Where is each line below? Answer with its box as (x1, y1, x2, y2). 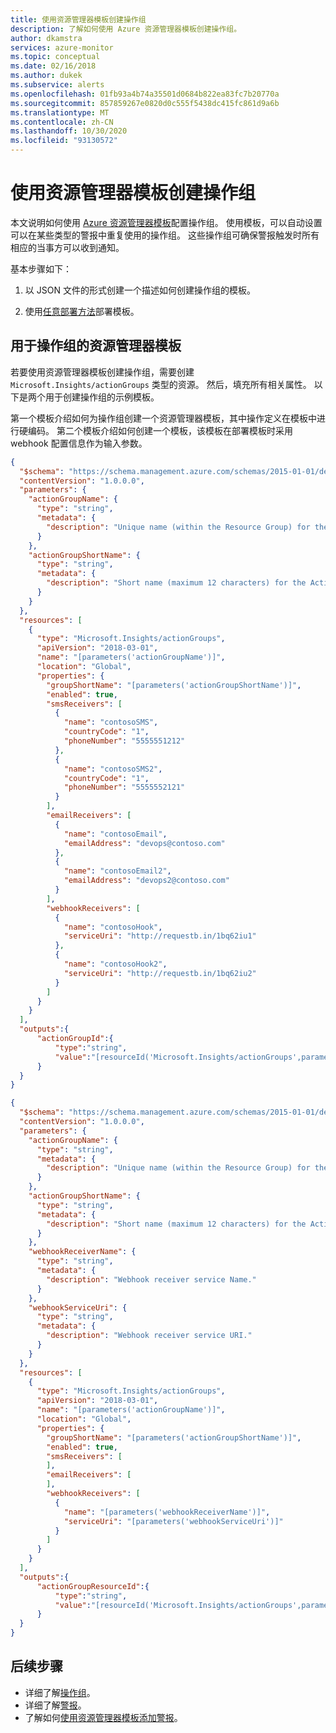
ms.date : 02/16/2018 (10, 61, 97, 71)
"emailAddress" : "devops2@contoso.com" (63, 876, 230, 886)
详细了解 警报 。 (24, 1699, 87, 1711)
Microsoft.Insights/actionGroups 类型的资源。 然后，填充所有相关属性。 (10, 378, 312, 390)
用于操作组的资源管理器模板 (10, 337, 182, 355)
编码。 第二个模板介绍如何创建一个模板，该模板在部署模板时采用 (27, 424, 293, 436)
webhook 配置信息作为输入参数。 (10, 437, 148, 449)
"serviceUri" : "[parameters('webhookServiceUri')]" (63, 1516, 284, 1526)
